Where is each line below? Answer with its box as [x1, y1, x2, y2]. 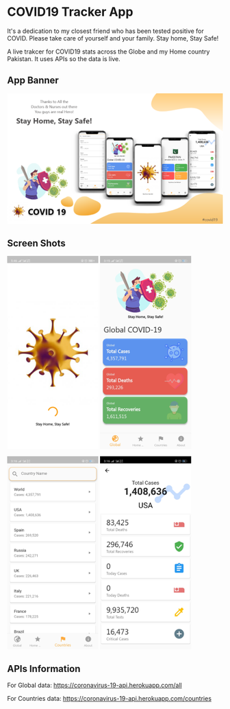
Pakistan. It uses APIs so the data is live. [7, 54, 121, 62]
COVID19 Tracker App [7, 4, 133, 20]
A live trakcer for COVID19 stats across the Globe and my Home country [7, 47, 210, 56]
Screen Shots [7, 237, 66, 249]
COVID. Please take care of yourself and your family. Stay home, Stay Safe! [7, 34, 219, 42]
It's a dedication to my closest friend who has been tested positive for [7, 27, 204, 35]
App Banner [7, 75, 60, 86]
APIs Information [7, 663, 81, 675]
